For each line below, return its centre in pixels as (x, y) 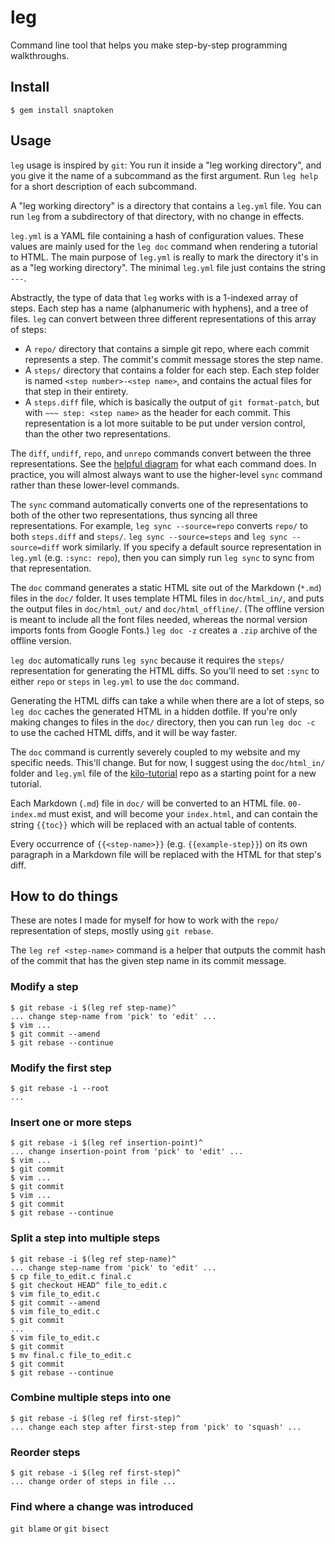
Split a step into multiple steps (85, 1238)
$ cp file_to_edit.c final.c (71, 1276)
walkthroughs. (40, 55)
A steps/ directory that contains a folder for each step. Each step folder (172, 370)
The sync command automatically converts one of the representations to (159, 504)
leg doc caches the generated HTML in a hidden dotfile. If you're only (154, 711)
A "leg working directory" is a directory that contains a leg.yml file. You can (166, 205)
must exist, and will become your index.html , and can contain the (183, 813)
